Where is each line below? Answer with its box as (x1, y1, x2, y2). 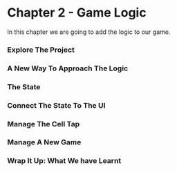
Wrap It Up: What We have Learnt (7, 156, 122, 166)
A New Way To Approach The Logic (7, 64, 129, 73)
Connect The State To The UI (7, 100, 106, 110)
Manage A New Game (7, 137, 82, 147)
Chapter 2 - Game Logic (7, 5, 147, 21)
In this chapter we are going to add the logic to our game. (7, 28, 171, 36)
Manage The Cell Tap (7, 119, 80, 128)
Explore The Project (7, 45, 75, 55)
